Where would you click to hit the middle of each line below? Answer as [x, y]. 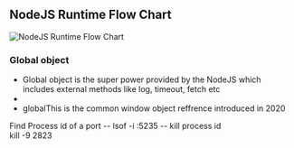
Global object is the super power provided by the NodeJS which [142, 79]
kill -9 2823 [31, 135]
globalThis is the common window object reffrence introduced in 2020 [154, 108]
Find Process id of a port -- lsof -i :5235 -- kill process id [115, 126]
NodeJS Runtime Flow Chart [90, 15]
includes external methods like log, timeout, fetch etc [121, 89]
